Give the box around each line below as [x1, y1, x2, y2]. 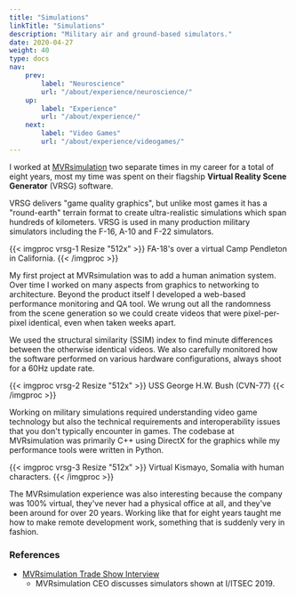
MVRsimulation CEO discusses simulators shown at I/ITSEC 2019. [35, 578, 276, 589]
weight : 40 [9, 46, 50, 55]
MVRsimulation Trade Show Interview [21, 569, 160, 579]
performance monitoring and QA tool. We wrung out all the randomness [9, 298, 271, 309]
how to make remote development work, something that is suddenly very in [9, 517, 285, 528]
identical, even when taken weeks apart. [28, 317, 176, 327]
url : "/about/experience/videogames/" [41, 137, 185, 146]
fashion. [9, 526, 39, 536]
